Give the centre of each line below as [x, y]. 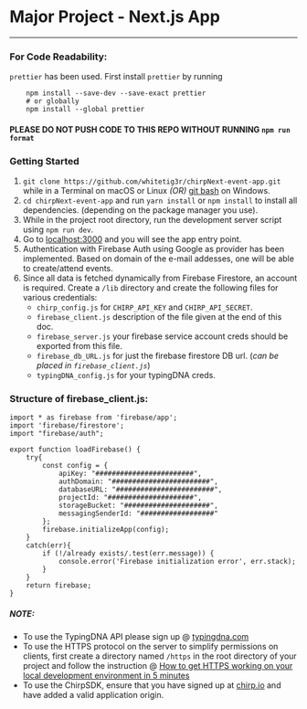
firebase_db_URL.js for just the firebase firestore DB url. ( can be [158, 356]
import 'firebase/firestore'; [67, 426]
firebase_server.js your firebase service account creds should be [162, 336]
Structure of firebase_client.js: [79, 399]
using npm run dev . [58, 229]
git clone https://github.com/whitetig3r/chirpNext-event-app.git [152, 182]
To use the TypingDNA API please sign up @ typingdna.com [136, 637]
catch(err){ [48, 545]
